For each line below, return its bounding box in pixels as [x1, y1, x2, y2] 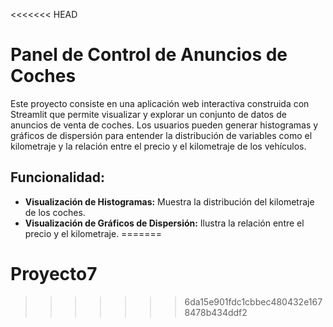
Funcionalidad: [10, 169, 106, 186]
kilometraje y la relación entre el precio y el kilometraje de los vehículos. [10, 140, 307, 152]
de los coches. [24, 206, 86, 218]
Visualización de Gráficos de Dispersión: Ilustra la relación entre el [24, 217, 305, 229]
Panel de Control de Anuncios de [10, 44, 288, 66]
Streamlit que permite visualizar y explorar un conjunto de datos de [10, 108, 287, 120]
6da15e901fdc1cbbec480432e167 [184, 295, 323, 308]
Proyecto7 [10, 262, 98, 285]
